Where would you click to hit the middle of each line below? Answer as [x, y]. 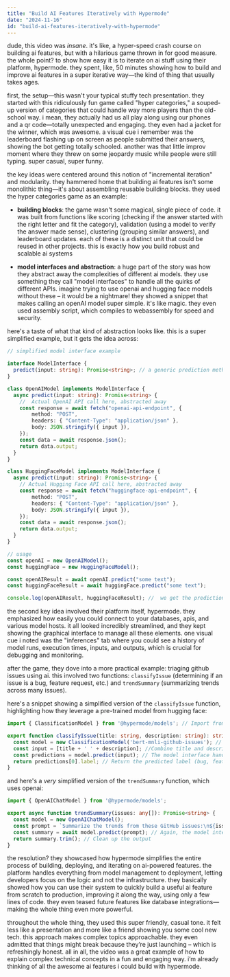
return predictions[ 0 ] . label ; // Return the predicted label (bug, [112, 761]
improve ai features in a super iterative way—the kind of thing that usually [111, 75]
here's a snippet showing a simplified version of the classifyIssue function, [114, 704]
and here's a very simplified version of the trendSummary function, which [108, 781]
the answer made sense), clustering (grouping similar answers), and [113, 232]
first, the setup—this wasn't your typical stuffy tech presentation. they [106, 96]
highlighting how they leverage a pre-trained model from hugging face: [107, 711]
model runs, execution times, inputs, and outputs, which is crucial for [104, 648]
